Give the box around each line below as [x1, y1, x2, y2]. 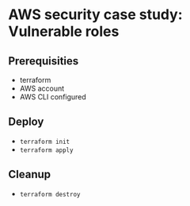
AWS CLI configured [19, 92, 87, 101]
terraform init [19, 138, 70, 146]
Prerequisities [8, 54, 79, 68]
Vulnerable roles [8, 22, 120, 41]
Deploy [8, 115, 44, 129]
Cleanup [8, 168, 51, 181]
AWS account [19, 84, 65, 93]
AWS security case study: [8, 6, 183, 24]
